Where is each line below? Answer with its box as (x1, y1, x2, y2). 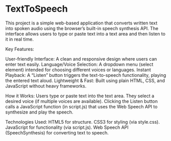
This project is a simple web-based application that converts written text (5, 20, 158, 26)
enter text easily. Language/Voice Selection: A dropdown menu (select (5, 61, 154, 67)
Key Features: (5, 46, 34, 52)
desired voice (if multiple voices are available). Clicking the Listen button (5, 98, 158, 104)
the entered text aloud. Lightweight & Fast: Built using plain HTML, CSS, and (5, 77, 165, 83)
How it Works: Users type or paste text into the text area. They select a (5, 93, 155, 99)
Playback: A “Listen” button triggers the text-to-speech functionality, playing (5, 72, 166, 78)
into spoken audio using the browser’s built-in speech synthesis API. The (5, 25, 159, 31)
